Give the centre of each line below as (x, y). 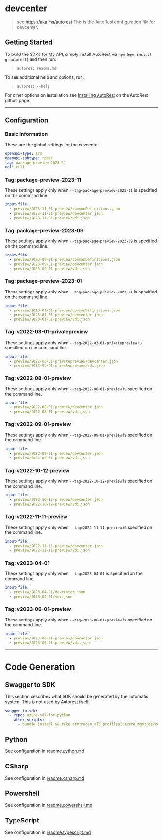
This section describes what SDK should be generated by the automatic (77, 696)
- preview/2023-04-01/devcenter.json (48, 592)
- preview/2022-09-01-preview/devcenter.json (56, 454)
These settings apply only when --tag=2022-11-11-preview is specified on (79, 527)
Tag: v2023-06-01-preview (38, 609)
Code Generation (40, 667)
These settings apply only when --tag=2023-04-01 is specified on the (74, 574)
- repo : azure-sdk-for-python (40, 715)
